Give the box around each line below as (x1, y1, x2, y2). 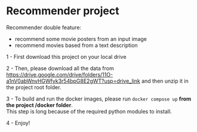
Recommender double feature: (6, 24, 82, 31)
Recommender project (6, 4, 119, 18)
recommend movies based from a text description (14, 42, 138, 49)
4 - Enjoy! (6, 119, 30, 126)
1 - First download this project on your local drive (6, 53, 127, 60)
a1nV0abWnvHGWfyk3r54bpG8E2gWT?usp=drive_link (6, 77, 140, 84)
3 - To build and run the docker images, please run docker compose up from (6, 95, 192, 102)
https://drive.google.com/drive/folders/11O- (6, 71, 113, 78)
